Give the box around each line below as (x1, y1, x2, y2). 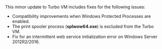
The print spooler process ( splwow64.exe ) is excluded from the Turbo (12, 24, 154, 29)
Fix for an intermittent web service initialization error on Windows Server (12, 34, 158, 39)
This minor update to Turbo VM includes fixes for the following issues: (5, 4, 145, 10)
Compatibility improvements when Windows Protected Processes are (12, 13, 151, 19)
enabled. (12, 19, 30, 24)
